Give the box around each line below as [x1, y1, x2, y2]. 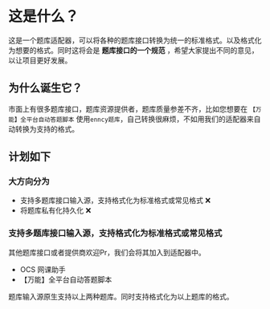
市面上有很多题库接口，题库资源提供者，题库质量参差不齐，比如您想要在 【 [8, 104, 256, 113]
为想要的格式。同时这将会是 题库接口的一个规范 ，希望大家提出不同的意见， [8, 45, 259, 55]
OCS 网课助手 [19, 264, 66, 274]
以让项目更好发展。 [8, 55, 72, 65]
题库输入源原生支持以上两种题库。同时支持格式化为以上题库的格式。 [8, 291, 234, 301]
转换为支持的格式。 [14, 124, 79, 133]
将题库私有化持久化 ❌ [19, 205, 92, 215]
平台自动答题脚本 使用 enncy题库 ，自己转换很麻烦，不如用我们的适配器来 [26, 114, 255, 124]
